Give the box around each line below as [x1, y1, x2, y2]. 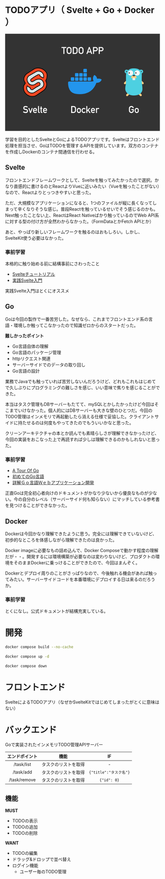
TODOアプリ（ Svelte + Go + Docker [5, 4, 155, 16]
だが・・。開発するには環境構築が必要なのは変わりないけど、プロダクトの [5, 553, 156, 559]
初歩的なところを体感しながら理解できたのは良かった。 [5, 537, 117, 543]
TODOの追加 [12, 824, 38, 830]
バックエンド [5, 724, 57, 735]
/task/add [12, 769, 32, 775]
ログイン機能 [12, 863, 38, 869]
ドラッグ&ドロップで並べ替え [12, 856, 71, 862]
